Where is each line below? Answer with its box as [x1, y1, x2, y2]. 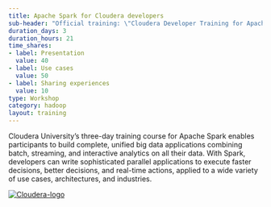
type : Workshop [8, 94, 60, 102]
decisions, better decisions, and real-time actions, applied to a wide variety [8, 166, 258, 175]
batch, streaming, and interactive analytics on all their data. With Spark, [8, 148, 246, 158]
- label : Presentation [8, 49, 85, 57]
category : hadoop [8, 101, 67, 110]
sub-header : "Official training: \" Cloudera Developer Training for [8, 19, 244, 27]
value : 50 [15, 72, 48, 80]
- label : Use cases [8, 64, 74, 72]
